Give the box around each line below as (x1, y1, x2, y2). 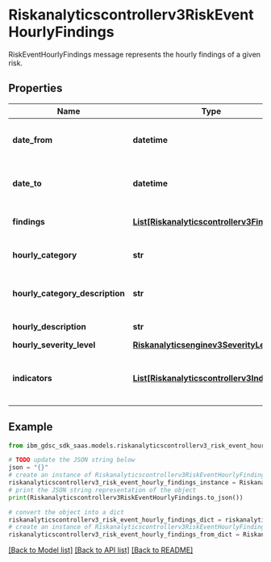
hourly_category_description (12, 287, 125, 299)
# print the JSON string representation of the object (8, 486, 197, 494)
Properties (8, 82, 63, 95)
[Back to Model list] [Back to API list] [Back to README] (8, 545, 194, 555)
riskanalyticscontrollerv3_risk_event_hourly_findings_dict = (8, 515, 222, 524)
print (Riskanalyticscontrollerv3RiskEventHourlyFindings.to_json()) (8, 493, 244, 501)
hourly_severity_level (12, 339, 96, 350)
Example (8, 420, 53, 434)
